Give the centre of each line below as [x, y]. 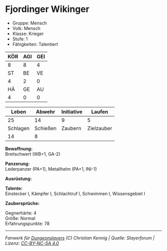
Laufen [100, 112]
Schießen [46, 128]
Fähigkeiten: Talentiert [35, 44]
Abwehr [46, 112]
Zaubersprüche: [22, 203]
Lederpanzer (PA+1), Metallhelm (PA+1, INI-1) [51, 169]
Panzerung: [17, 164]
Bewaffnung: [19, 149]
